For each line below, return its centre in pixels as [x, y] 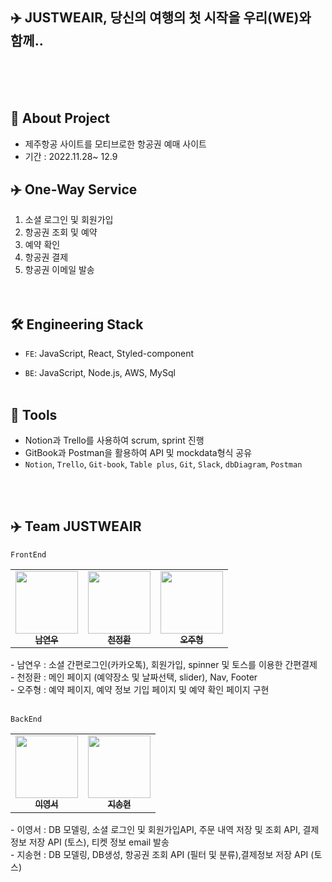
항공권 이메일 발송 [59, 270]
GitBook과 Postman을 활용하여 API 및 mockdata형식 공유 [138, 453]
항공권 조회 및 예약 [61, 232]
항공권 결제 [46, 257]
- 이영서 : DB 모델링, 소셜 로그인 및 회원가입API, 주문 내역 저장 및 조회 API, [155, 829]
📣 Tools [34, 414]
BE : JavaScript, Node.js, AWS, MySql [100, 373]
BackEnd [26, 719]
